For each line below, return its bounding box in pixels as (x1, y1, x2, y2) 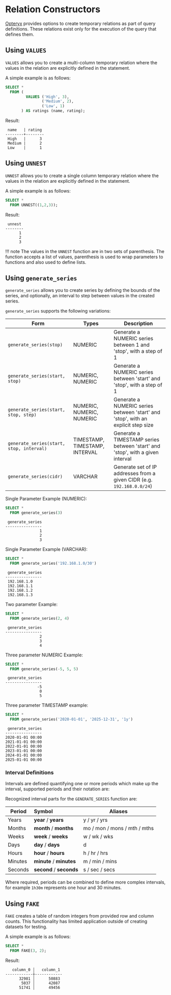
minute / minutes (34, 858, 76, 865)
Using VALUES (5, 46, 47, 54)
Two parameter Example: (5, 601, 58, 607)
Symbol (34, 808, 53, 815)
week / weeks (34, 833, 68, 840)
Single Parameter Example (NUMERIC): (5, 495, 88, 502)
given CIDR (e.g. (113, 476, 153, 483)
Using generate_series (5, 273, 77, 282)
